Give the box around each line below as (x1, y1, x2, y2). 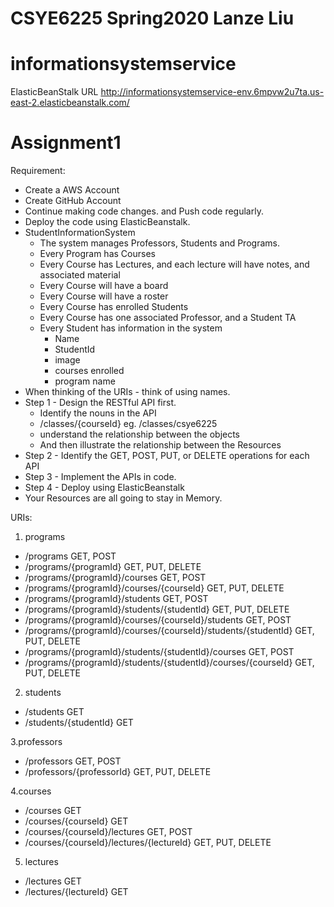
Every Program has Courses (39, 248, 156, 260)
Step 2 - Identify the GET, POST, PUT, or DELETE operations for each (24, 450, 310, 462)
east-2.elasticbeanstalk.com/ (10, 97, 130, 109)
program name (54, 375, 116, 387)
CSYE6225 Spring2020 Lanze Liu (10, 7, 295, 30)
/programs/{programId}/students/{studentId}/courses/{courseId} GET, (24, 657, 315, 669)
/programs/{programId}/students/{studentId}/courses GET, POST (24, 646, 295, 658)
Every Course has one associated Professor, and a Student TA (39, 312, 297, 324)
